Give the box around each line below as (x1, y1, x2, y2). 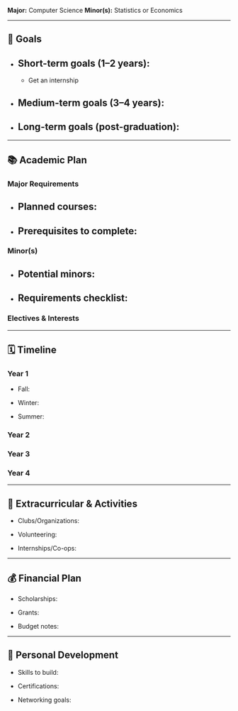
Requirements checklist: (17, 292, 128, 304)
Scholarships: (17, 594, 58, 602)
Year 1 (7, 368, 29, 378)
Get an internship (28, 76, 79, 84)
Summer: (17, 412, 45, 421)
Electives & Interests (7, 314, 79, 324)
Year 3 (7, 449, 30, 459)
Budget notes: (17, 622, 59, 630)
